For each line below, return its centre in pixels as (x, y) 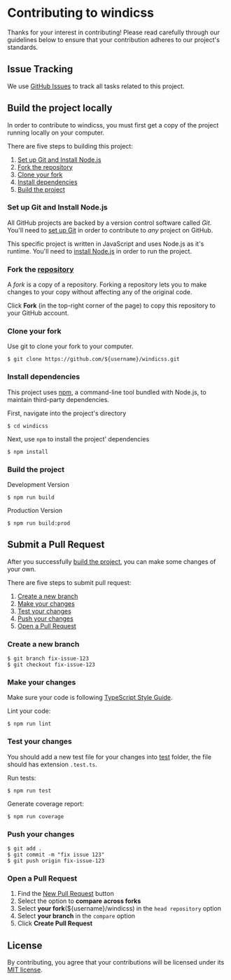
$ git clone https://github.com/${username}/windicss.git (93, 359)
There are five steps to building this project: (70, 146)
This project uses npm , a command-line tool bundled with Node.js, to (107, 392)
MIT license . (25, 970)
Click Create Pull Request (55, 923)
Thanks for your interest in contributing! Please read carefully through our (114, 32)
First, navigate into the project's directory (67, 413)
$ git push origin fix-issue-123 (56, 861)
